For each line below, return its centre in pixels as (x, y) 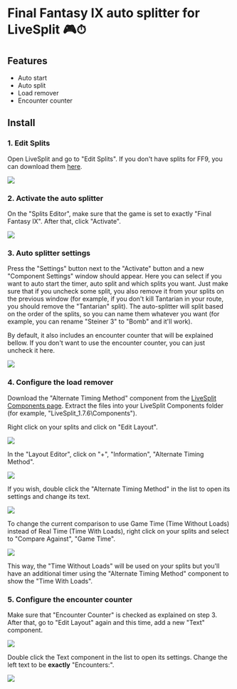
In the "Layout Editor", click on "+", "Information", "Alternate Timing (106, 454)
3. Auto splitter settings (49, 253)
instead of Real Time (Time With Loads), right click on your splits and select (118, 531)
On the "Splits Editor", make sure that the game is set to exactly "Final (110, 213)
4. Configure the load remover (60, 383)
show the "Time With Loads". (50, 581)
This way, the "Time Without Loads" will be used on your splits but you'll (114, 566)
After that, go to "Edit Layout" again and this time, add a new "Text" (106, 622)
